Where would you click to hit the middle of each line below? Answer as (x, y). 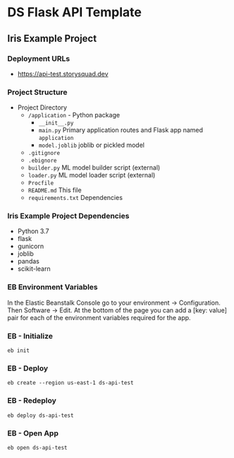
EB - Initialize (30, 336)
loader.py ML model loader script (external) (92, 175)
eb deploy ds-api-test (41, 415)
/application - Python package (74, 115)
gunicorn (31, 246)
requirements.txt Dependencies (75, 198)
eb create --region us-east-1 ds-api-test (70, 383)
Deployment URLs (39, 59)
